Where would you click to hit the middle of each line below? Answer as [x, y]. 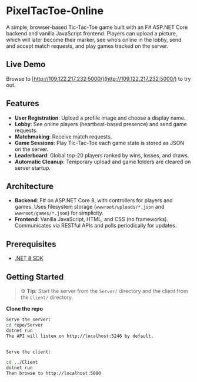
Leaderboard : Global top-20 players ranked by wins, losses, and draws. [102, 155]
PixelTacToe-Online [55, 11]
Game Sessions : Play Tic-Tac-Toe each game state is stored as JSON [99, 143]
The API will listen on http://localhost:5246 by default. [80, 336]
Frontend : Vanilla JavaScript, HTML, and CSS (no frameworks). [91, 219]
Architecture [30, 186]
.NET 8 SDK [29, 258]
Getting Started [35, 277]
